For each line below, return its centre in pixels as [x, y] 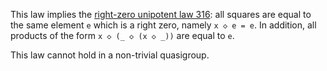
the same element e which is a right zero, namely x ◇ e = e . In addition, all [163, 25]
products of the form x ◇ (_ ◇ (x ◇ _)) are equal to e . [122, 35]
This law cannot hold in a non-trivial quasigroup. [110, 55]
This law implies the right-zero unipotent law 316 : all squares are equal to [161, 14]
